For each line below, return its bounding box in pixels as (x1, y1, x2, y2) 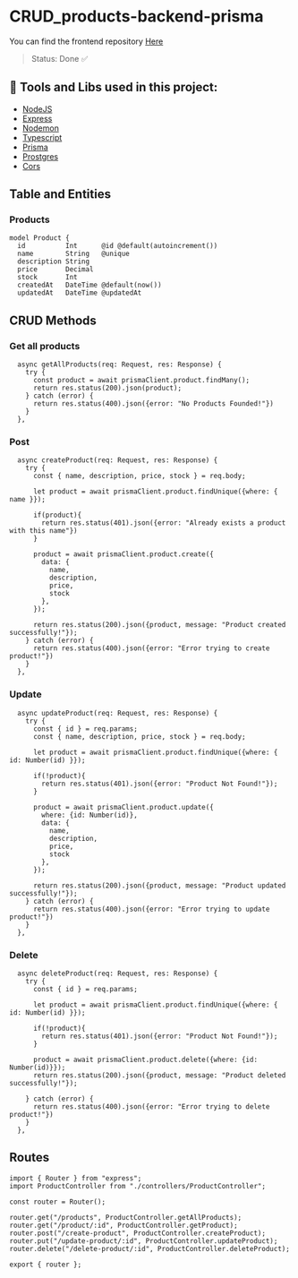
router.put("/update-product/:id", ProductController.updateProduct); (9, 1236, 278, 1246)
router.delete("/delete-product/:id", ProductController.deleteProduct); (9, 1244, 291, 1253)
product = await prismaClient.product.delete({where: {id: (32, 1055, 258, 1065)
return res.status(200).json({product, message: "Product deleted (32, 1071, 286, 1080)
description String (17, 257, 90, 266)
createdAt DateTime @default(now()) (17, 280, 163, 290)
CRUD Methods (9, 313, 97, 328)
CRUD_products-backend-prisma (9, 6, 264, 27)
